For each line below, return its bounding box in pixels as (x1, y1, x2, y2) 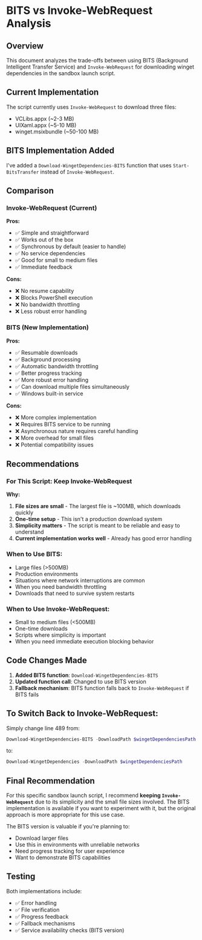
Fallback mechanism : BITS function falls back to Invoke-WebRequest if (15, 684, 189, 691)
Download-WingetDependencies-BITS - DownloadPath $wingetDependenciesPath (6, 736, 197, 742)
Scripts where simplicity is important (15, 631, 106, 639)
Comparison (6, 186, 54, 196)
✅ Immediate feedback (15, 263, 73, 270)
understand (15, 528, 44, 535)
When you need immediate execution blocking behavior (15, 637, 154, 645)
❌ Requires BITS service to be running (15, 420, 111, 428)
